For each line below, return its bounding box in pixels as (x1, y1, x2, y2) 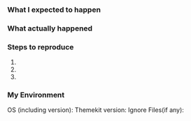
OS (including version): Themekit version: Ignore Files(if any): (7, 106, 184, 114)
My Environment (7, 90, 65, 100)
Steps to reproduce (7, 42, 74, 51)
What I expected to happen (7, 5, 101, 15)
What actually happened (7, 23, 93, 33)
